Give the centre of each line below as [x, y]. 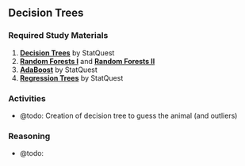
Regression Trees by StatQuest [71, 77]
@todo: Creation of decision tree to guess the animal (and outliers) [128, 115]
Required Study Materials [58, 36]
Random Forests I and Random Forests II [87, 61]
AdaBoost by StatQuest [58, 70]
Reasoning [29, 136]
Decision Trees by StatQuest [67, 53]
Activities [27, 98]
